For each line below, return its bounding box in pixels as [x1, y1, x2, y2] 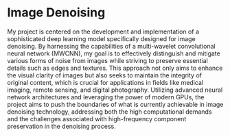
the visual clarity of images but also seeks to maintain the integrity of [7, 71, 203, 79]
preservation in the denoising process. [7, 122, 116, 130]
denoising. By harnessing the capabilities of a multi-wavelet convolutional [7, 42, 216, 50]
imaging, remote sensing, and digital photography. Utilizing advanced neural [7, 86, 223, 94]
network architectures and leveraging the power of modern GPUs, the [7, 92, 205, 101]
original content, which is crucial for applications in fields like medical [7, 78, 204, 86]
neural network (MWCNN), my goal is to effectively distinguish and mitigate [7, 49, 221, 58]
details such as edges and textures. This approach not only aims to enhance [7, 64, 223, 72]
